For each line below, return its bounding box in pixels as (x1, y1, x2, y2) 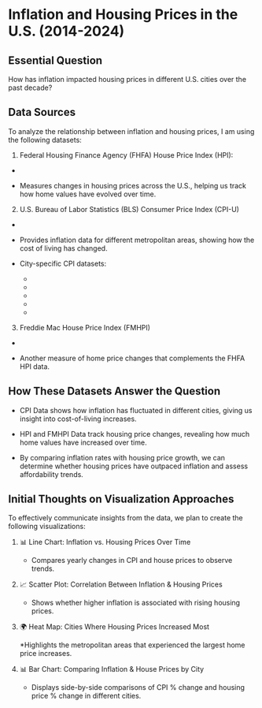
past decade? (8, 83, 53, 92)
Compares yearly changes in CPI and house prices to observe (31, 556, 233, 565)
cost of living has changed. (19, 243, 108, 253)
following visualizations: (8, 522, 86, 531)
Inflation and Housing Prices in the (8, 6, 238, 24)
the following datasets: (8, 135, 83, 144)
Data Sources (8, 106, 76, 119)
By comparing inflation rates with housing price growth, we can (19, 453, 226, 462)
